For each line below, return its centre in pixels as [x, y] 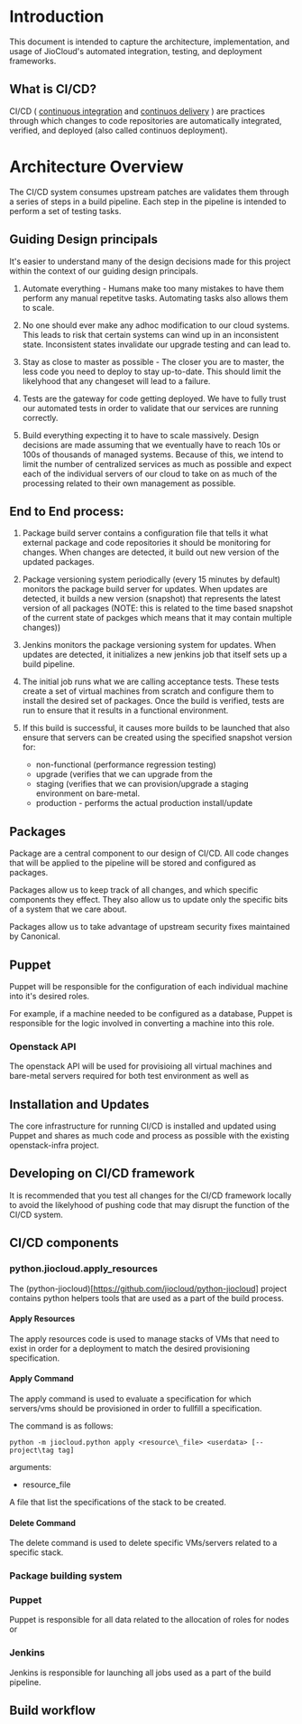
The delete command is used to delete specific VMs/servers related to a [143, 1543]
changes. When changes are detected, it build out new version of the [151, 552]
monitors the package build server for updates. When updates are [145, 589]
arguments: [31, 1466]
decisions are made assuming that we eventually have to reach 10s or [151, 445]
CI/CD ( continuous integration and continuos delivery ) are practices [137, 111]
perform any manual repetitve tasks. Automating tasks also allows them [155, 298]
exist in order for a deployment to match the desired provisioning [130, 1348]
